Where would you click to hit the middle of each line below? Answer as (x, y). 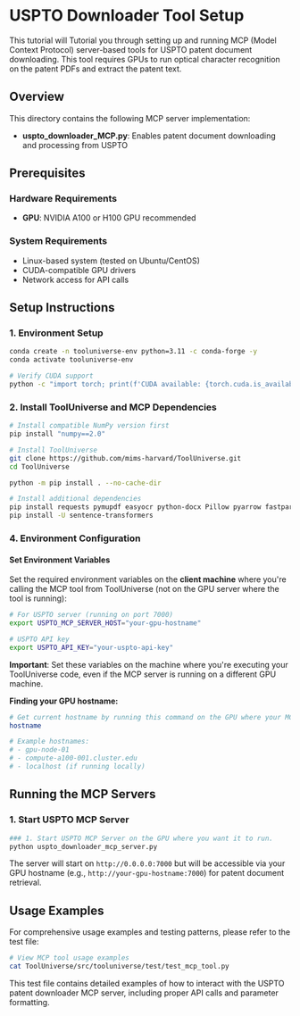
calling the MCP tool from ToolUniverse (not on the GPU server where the (144, 589)
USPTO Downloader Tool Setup (127, 16)
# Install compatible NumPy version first (89, 426)
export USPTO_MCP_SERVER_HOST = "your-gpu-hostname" (105, 623)
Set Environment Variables (60, 560)
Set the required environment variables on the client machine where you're (148, 579)
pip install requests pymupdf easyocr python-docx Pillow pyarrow (135, 507)
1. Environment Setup (57, 333)
